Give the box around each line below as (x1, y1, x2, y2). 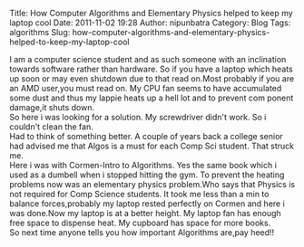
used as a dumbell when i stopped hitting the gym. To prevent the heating (9, 169, 285, 180)
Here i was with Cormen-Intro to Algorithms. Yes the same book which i (9, 160, 277, 170)
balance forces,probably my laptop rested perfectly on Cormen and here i (9, 198, 286, 209)
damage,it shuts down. (9, 102, 95, 112)
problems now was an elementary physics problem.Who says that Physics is (9, 179, 296, 189)
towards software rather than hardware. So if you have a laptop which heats (9, 63, 293, 74)
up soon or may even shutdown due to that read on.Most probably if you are (9, 73, 295, 84)
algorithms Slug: (9, 27, 71, 37)
